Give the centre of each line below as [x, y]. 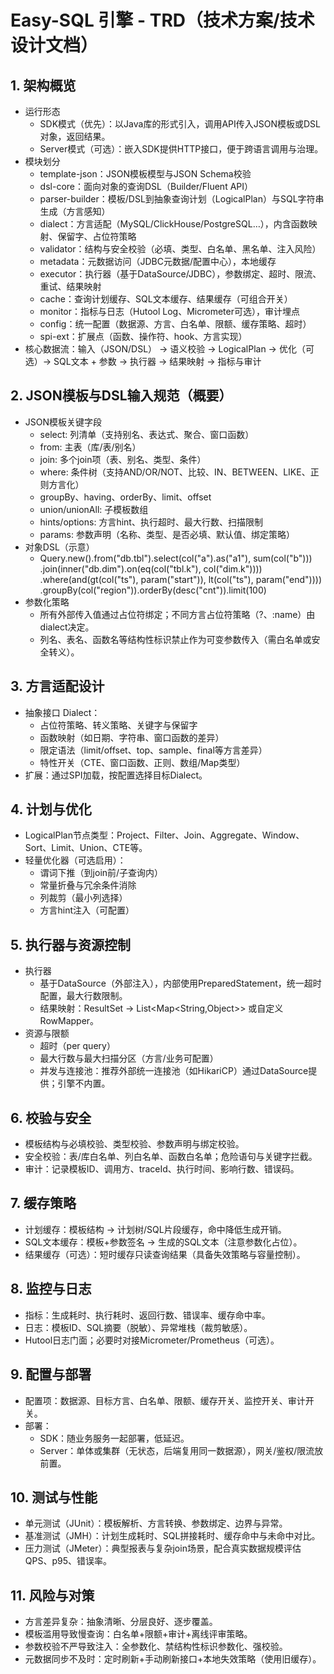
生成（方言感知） [75, 211]
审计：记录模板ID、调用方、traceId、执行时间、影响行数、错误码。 [162, 1169]
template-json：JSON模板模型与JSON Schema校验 [145, 174]
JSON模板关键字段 [63, 422]
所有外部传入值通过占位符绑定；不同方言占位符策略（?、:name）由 [177, 614]
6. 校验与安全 [51, 1117]
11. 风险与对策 [52, 1595]
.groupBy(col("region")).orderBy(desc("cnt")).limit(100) [153, 590]
